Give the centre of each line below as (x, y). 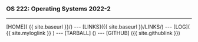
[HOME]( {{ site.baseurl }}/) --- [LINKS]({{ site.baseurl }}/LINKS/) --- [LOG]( (98, 27)
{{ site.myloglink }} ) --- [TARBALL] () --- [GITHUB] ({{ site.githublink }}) (93, 33)
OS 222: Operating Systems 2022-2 (58, 9)
